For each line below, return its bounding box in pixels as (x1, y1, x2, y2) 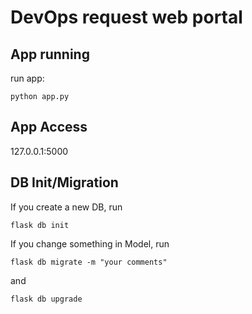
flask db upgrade (10, 294, 83, 304)
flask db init (10, 220, 70, 230)
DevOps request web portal (10, 6, 243, 29)
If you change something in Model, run (10, 237, 170, 250)
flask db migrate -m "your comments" (10, 257, 168, 267)
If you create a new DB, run (10, 201, 123, 213)
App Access (10, 119, 88, 136)
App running (10, 46, 90, 63)
